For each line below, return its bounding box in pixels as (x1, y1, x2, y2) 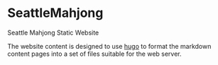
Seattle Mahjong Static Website (7, 28, 99, 37)
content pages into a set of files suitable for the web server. (7, 49, 182, 58)
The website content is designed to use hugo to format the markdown (7, 42, 212, 50)
